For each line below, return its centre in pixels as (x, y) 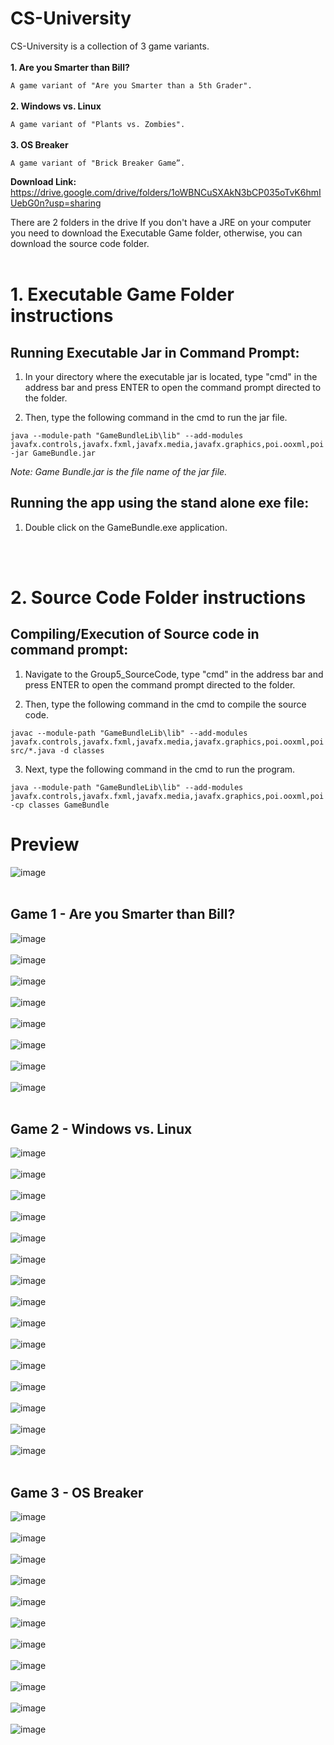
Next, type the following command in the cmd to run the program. (160, 769)
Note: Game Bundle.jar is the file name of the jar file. (119, 471)
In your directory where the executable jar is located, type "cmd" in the (171, 376)
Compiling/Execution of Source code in (135, 634)
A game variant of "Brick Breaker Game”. (98, 163)
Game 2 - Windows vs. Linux (101, 1128)
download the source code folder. (80, 243)
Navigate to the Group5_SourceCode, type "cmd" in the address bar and (174, 674)
